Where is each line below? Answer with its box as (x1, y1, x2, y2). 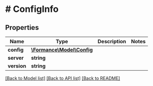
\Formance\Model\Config (31, 46, 93, 53)
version (8, 63, 27, 69)
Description (97, 38, 126, 45)
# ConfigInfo (5, 3, 59, 15)
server (8, 55, 24, 61)
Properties (5, 23, 39, 32)
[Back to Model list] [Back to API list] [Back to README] (5, 76, 120, 81)
